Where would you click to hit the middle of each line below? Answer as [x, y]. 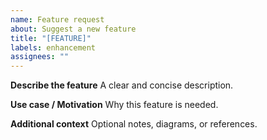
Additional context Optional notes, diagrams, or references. [134, 124]
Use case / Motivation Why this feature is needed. [114, 105]
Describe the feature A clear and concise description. [122, 85]
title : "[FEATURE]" [51, 38]
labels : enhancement [53, 47]
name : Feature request [57, 19]
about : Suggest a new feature [73, 29]
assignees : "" [40, 57]
